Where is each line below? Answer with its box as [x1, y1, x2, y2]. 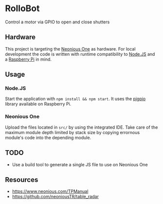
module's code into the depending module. [5, 135, 91, 140]
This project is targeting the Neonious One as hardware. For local [5, 46, 136, 51]
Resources [5, 175, 38, 184]
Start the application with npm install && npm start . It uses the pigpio [5, 96, 146, 102]
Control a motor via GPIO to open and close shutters [5, 19, 110, 25]
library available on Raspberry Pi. [5, 101, 72, 107]
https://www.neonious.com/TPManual [12, 188, 89, 194]
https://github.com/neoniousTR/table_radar [12, 194, 99, 200]
